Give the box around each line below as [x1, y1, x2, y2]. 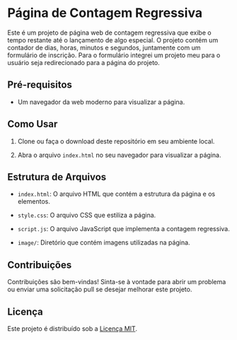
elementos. [17, 197, 51, 206]
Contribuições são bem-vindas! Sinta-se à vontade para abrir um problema [7, 278, 226, 286]
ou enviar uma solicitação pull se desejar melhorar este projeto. [7, 285, 192, 294]
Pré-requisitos [7, 79, 73, 91]
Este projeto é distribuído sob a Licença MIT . [7, 324, 138, 333]
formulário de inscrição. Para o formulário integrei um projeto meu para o [7, 51, 221, 59]
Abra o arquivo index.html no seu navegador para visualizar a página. [17, 151, 221, 159]
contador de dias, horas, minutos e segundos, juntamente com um [7, 43, 201, 52]
